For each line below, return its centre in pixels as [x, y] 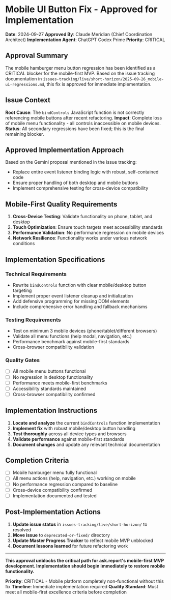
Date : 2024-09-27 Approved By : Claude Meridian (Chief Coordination [79, 34]
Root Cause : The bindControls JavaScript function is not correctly [75, 112]
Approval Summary [37, 56]
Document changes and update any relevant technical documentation [86, 444]
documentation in [24, 79]
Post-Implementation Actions [53, 512]
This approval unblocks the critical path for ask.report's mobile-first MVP [85, 560]
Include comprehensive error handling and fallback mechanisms [80, 307]
